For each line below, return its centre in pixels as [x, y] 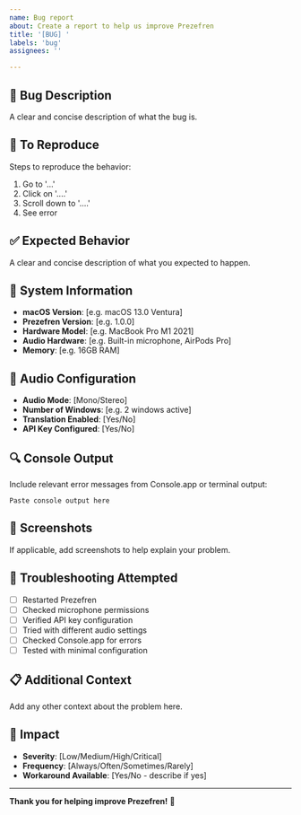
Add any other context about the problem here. [96, 706]
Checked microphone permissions [86, 609]
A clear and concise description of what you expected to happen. [130, 262]
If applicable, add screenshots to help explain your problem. [120, 549]
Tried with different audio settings [85, 630]
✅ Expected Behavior [70, 241]
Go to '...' [39, 184]
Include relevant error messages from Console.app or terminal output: [138, 484]
